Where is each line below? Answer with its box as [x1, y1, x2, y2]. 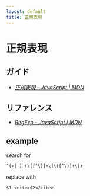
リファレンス [6, 102, 53, 113]
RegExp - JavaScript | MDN [14, 119, 82, 126]
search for [6, 152, 31, 159]
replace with [6, 173, 36, 181]
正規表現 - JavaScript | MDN [14, 83, 84, 91]
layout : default [6, 8, 46, 15]
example [6, 136, 39, 146]
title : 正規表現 [6, 14, 42, 20]
